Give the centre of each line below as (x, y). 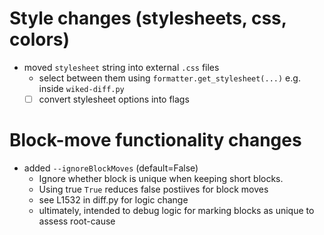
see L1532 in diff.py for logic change (113, 199)
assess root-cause (77, 221)
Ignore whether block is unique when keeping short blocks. (161, 178)
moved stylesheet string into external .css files (121, 67)
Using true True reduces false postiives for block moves (153, 189)
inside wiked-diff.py (81, 88)
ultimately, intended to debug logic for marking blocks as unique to (176, 210)
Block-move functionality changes (155, 140)
